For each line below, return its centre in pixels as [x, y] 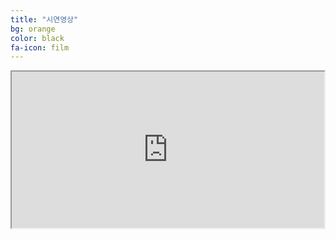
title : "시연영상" [44, 19]
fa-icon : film [40, 47]
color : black [37, 38]
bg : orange [33, 29]
